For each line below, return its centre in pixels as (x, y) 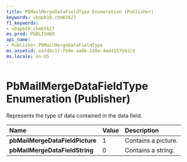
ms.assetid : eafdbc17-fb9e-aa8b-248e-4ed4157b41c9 (71, 51)
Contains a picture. (151, 140)
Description (142, 130)
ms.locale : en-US (28, 56)
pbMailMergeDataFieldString (52, 150)
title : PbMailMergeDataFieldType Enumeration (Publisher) (80, 12)
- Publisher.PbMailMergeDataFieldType (55, 46)
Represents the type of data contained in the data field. (74, 115)
